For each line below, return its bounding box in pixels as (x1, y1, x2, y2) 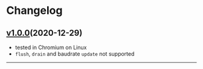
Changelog (6, 4, 63, 18)
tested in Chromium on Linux (14, 44, 87, 51)
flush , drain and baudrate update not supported (14, 50, 135, 57)
